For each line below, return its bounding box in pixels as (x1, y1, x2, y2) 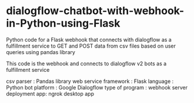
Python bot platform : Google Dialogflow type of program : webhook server (6, 84, 188, 91)
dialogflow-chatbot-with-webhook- (6, 4, 185, 18)
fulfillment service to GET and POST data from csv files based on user (6, 42, 176, 49)
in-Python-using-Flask (6, 16, 121, 30)
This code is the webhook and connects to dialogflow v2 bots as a (6, 60, 167, 67)
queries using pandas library (6, 48, 75, 55)
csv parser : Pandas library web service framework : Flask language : (6, 78, 174, 85)
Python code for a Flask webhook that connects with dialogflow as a (6, 36, 172, 43)
